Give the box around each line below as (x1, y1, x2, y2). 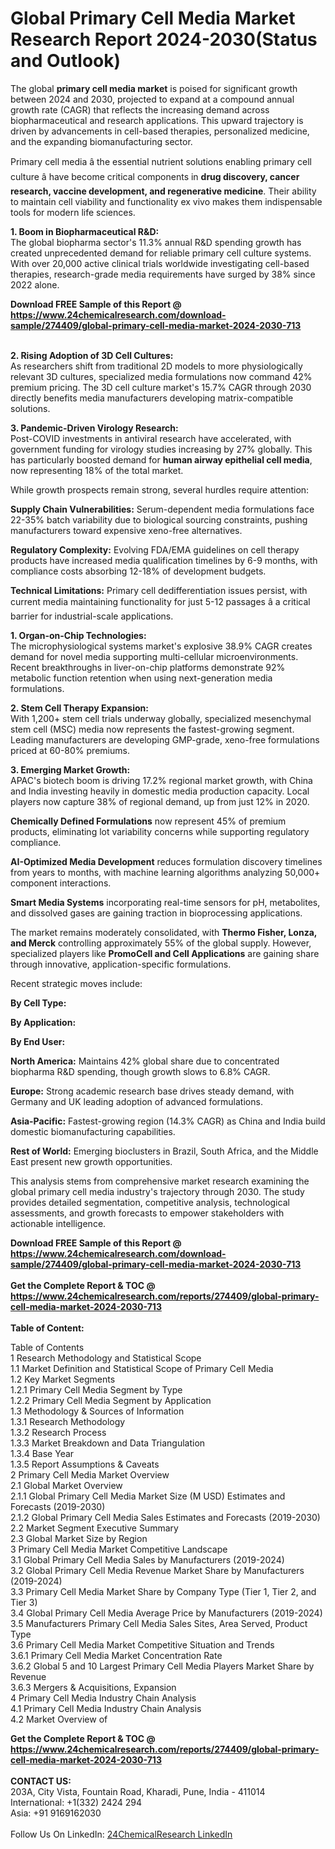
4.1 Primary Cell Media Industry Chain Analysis (10, 1702, 202, 1714)
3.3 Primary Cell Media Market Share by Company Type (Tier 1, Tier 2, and (10, 1585, 317, 1597)
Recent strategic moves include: (10, 977, 143, 989)
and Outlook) (10, 50, 122, 72)
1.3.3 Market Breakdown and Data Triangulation (10, 1437, 206, 1449)
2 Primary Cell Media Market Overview (10, 1468, 170, 1481)
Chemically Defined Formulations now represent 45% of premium (10, 815, 287, 827)
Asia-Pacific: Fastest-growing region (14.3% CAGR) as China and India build (10, 1115, 326, 1127)
